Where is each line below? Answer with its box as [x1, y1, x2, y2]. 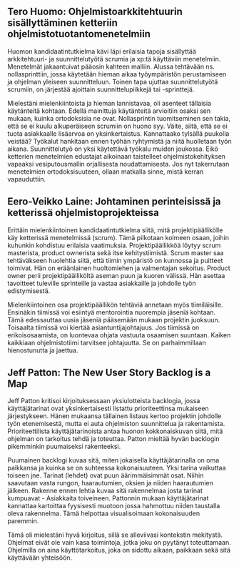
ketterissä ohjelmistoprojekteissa [7, 207, 159, 219]
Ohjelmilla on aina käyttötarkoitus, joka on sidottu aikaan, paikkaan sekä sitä [7, 546, 230, 555]
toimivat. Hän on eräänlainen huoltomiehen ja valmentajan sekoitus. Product [7, 264, 230, 272]
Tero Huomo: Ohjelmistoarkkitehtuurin [7, 6, 183, 18]
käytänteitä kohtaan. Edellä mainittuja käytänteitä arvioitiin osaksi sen [7, 107, 211, 115]
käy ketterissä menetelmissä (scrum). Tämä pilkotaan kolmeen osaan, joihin [7, 233, 230, 242]
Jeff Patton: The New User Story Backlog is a [7, 367, 211, 379]
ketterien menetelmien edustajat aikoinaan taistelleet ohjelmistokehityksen [7, 152, 226, 160]
